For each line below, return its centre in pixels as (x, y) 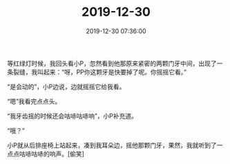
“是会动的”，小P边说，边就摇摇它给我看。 (66, 86)
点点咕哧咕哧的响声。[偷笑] (46, 154)
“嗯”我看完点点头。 (34, 101)
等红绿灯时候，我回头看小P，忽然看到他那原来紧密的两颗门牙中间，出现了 (112, 63)
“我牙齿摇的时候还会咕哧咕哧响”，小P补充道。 (73, 116)
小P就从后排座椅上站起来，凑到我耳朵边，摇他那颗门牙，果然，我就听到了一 (115, 145)
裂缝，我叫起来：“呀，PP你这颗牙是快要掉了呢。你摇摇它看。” (100, 72)
